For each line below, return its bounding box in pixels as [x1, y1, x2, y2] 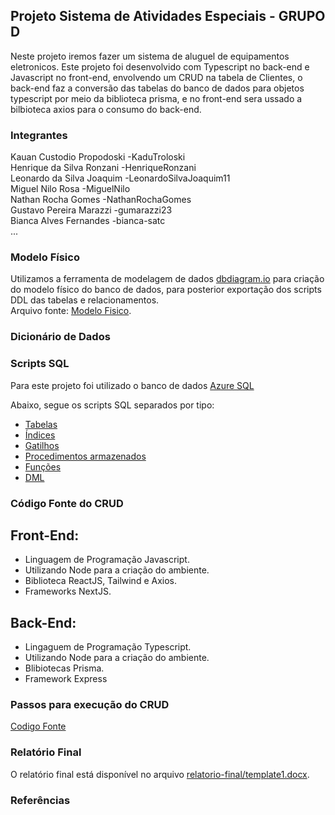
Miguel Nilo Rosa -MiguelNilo [10, 183, 131, 195]
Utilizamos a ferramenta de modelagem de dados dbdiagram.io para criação [10, 273, 325, 285]
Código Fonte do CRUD [10, 496, 124, 510]
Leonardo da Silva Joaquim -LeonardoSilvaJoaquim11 [10, 172, 231, 184]
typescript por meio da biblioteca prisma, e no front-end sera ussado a [10, 92, 303, 104]
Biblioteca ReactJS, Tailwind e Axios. [24, 575, 178, 587]
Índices [24, 429, 56, 441]
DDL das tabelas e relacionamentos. [10, 294, 160, 306]
